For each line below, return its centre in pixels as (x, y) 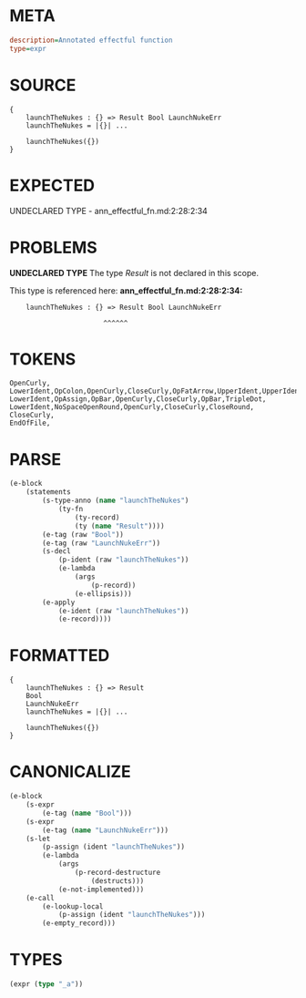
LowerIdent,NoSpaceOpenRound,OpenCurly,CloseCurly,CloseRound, (132, 407)
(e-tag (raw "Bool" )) (83, 534)
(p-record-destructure (117, 872)
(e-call (40, 898)
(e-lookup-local (73, 906)
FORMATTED (60, 656)
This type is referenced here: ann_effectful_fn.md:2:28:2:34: (126, 290)
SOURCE (43, 85)
